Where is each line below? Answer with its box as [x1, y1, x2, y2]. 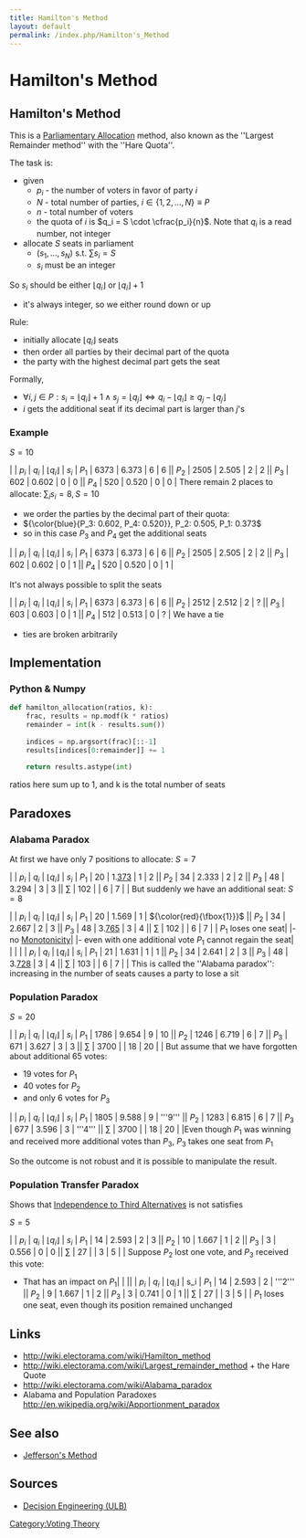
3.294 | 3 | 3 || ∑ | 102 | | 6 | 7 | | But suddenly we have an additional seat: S [9, 883, 294, 894]
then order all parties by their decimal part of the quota [22, 346, 230, 357]
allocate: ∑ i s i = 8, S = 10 [9, 488, 100, 501]
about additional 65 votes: [9, 1051, 108, 1062]
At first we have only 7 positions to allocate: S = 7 [9, 854, 196, 864]
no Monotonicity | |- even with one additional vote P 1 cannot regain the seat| [9, 934, 294, 948]
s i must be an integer [36, 259, 116, 272]
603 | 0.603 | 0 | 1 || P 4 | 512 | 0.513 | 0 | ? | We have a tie [9, 608, 225, 622]
